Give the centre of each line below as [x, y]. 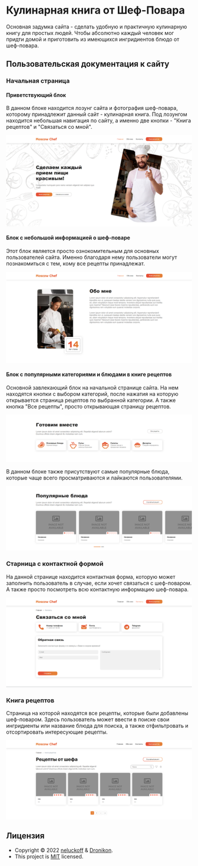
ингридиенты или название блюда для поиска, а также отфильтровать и [97, 725]
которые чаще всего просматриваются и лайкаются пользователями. [94, 478]
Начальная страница [38, 81]
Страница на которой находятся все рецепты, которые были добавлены [97, 713]
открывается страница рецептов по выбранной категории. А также [91, 400]
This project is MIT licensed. [49, 856]
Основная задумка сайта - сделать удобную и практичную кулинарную [97, 27]
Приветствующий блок [36, 95]
